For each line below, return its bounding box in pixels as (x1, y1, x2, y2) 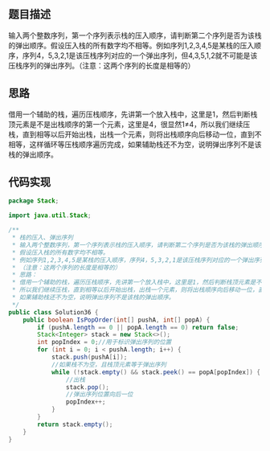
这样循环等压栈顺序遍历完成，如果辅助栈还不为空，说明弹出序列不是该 (29, 139, 262, 149)
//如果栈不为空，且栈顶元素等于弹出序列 (51, 360, 167, 368)
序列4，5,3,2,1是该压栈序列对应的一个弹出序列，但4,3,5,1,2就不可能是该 (22, 51, 258, 60)
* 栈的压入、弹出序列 (11, 234, 74, 242)
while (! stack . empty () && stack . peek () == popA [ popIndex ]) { (51, 368, 261, 376)
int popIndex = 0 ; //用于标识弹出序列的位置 (37, 338, 172, 346)
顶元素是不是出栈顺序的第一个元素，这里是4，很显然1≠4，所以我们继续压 (8, 119, 251, 129)
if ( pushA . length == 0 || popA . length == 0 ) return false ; (37, 323, 239, 331)
